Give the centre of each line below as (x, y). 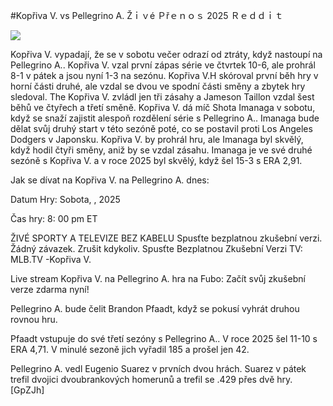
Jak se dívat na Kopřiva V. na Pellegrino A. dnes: (110, 180)
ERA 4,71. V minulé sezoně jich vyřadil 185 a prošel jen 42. (130, 349)
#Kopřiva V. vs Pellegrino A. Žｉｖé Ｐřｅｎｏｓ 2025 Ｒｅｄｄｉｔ (147, 15)
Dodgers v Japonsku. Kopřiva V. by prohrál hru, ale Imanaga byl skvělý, (157, 139)
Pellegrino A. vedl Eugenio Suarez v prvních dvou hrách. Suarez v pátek (158, 368)
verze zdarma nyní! (50, 289)
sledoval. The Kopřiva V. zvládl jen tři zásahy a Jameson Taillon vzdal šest (162, 97)
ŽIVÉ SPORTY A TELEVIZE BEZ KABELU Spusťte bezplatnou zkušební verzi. (166, 238)
